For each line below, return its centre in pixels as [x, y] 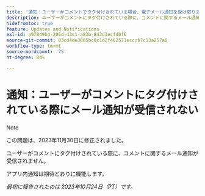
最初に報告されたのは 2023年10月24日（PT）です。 [71, 186]
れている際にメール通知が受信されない [103, 110]
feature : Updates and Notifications [53, 29]
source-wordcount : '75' [37, 52]
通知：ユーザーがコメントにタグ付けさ [103, 95]
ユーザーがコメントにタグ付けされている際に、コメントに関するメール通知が [102, 153]
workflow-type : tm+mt [34, 46]
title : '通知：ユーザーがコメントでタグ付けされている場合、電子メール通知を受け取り [101, 12]
